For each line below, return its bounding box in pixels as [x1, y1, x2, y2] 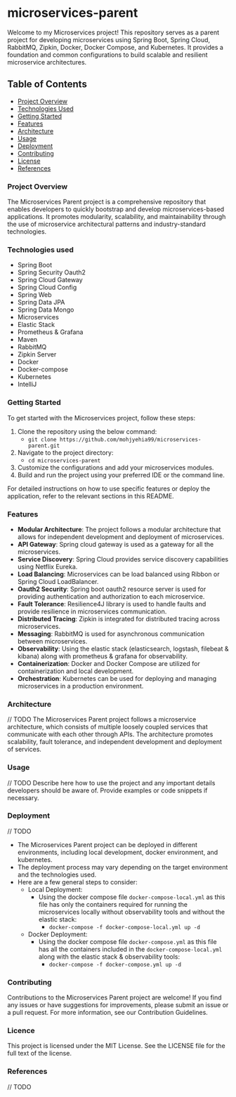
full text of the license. [7, 1049, 72, 1058]
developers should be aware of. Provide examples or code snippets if [7, 786, 208, 795]
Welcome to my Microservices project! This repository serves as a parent [7, 28, 220, 36]
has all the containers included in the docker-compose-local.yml [38, 945, 223, 953]
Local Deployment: [27, 885, 83, 893]
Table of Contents [7, 79, 88, 91]
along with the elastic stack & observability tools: [38, 952, 181, 961]
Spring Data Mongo [17, 305, 74, 314]
